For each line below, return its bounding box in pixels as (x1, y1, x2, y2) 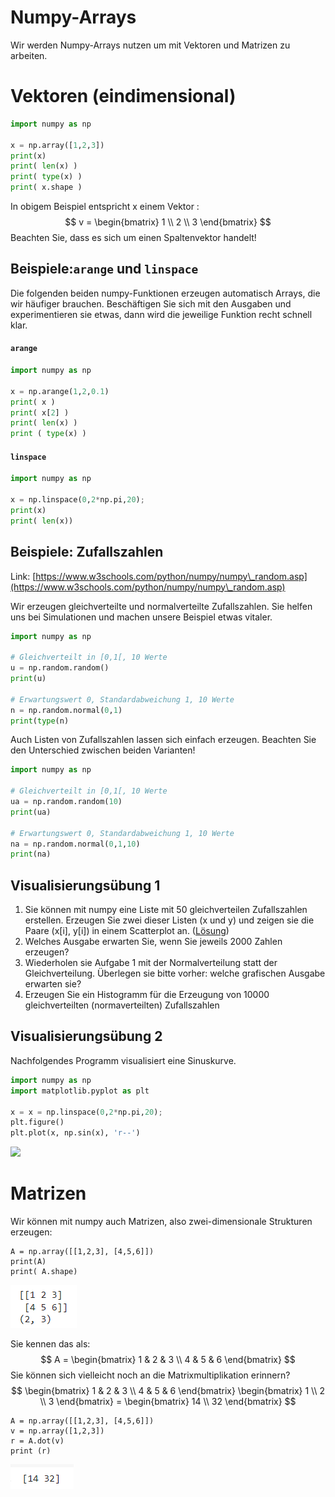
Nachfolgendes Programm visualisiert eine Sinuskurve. (10, 1054, 237, 1066)
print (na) (10, 849, 52, 860)
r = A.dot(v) (10, 1436, 65, 1446)
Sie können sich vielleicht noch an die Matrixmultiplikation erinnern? (10, 1369, 291, 1381)
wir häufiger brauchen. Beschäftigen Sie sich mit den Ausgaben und (10, 297, 292, 310)
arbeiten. (10, 49, 48, 61)
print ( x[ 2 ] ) (10, 407, 70, 418)
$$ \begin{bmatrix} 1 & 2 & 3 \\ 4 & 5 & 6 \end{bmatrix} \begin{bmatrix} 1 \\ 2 (11, 1385, 325, 1397)
